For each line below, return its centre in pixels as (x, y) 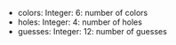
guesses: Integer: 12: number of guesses (92, 31)
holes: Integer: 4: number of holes (80, 22)
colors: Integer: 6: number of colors (83, 13)
